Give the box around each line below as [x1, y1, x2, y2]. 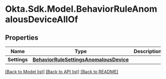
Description [133, 48, 162, 54]
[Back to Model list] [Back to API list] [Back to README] [5, 69, 119, 75]
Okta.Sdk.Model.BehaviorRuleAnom [5, 3, 157, 15]
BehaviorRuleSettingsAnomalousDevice [32, 56, 129, 63]
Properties [5, 33, 39, 42]
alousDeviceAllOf [5, 14, 78, 25]
